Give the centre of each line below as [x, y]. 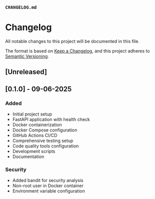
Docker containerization [37, 124]
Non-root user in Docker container [48, 186]
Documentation [28, 156]
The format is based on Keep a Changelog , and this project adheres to [77, 51]
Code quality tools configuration [45, 146]
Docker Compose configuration [45, 130]
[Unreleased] [26, 72]
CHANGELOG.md [21, 7]
